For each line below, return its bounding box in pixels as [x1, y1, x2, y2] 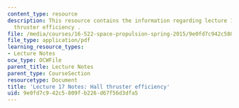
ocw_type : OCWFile [7, 57, 62, 64]
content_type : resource [7, 10, 78, 18]
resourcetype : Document [7, 76, 78, 84]
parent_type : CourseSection [7, 70, 91, 77]
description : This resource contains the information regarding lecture [7, 17, 228, 24]
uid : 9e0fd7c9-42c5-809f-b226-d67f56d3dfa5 [7, 90, 139, 97]
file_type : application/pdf [7, 37, 91, 44]
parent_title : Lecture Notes [7, 63, 94, 70]
